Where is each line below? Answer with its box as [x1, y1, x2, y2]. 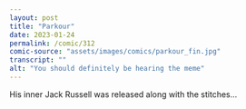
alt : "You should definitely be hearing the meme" [9, 64, 205, 74]
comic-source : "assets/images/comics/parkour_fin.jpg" [9, 47, 221, 56]
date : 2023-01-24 [9, 30, 75, 39]
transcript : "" [9, 55, 67, 64]
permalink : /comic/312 [9, 38, 95, 48]
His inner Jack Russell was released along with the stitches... [9, 88, 238, 100]
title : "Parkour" [9, 22, 75, 31]
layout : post [9, 13, 59, 23]
